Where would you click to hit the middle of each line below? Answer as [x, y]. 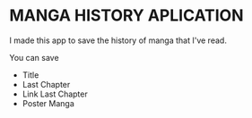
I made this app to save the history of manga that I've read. [118, 40]
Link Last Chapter [55, 94]
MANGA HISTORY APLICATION [126, 16]
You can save [35, 57]
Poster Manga [48, 103]
